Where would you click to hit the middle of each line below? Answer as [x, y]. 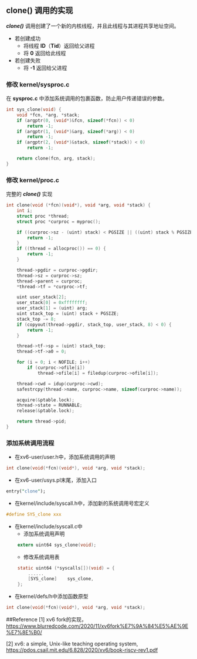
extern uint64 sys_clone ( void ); [57, 545]
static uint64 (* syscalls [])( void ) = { [66, 568]
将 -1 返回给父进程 [45, 68]
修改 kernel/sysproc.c [38, 84]
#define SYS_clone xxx [34, 514]
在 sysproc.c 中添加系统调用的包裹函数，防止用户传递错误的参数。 [87, 98]
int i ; [25, 211]
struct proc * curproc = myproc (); [59, 222]
